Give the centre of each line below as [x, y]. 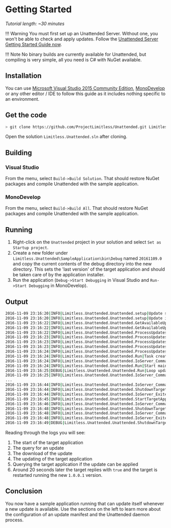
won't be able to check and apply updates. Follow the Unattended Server [82, 39]
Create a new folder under [40, 253]
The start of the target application [48, 443]
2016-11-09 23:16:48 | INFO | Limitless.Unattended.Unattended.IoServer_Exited [87, 418]
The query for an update [38, 448]
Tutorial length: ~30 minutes [35, 24]
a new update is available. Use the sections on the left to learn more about [83, 509]
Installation [23, 76]
